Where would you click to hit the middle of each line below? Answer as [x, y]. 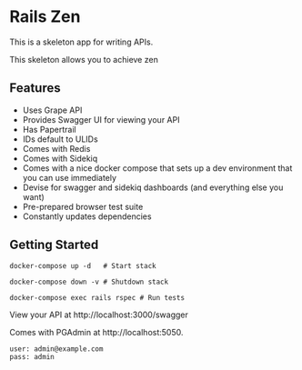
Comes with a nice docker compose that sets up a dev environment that [157, 168]
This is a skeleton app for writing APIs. [81, 42]
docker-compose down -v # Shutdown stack [89, 282]
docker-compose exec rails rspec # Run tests [97, 297]
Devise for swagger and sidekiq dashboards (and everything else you [153, 187]
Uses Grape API [52, 110]
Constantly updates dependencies [87, 216]
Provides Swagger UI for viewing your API [101, 119]
